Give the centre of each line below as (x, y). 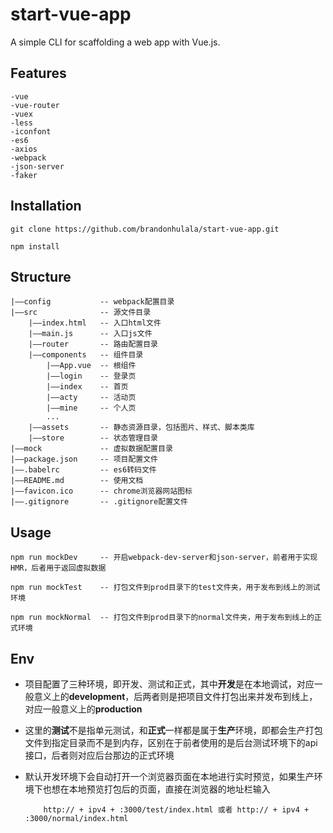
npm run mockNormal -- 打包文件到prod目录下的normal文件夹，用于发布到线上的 (162, 618)
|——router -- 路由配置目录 (93, 344)
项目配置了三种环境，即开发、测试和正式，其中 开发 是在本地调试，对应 (169, 684)
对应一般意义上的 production (83, 709)
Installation (46, 206)
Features (38, 73)
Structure (41, 276)
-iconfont (31, 131)
